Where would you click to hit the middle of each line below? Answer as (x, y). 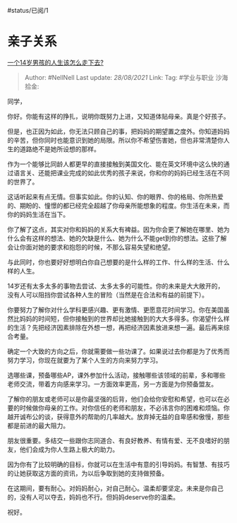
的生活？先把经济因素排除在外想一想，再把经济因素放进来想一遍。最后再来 (115, 327)
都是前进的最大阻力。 (38, 425)
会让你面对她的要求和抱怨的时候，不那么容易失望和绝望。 (91, 247)
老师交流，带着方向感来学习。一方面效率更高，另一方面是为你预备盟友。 (112, 384)
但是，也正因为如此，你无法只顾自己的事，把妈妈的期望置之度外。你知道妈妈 (119, 131)
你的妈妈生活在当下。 (38, 214)
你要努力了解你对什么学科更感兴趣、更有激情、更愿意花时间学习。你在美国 (115, 310)
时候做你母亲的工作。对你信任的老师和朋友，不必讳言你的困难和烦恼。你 (124, 408)
